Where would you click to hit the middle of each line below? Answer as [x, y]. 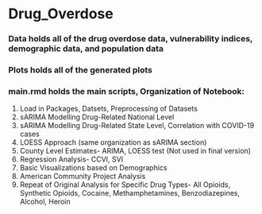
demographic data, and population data [86, 49]
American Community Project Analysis [83, 177]
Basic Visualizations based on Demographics [93, 168]
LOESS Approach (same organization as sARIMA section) [113, 142]
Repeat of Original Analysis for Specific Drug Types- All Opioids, [125, 185]
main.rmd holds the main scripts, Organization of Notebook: [126, 91]
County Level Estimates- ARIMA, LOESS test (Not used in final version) [135, 151]
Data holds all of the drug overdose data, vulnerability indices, [131, 39]
